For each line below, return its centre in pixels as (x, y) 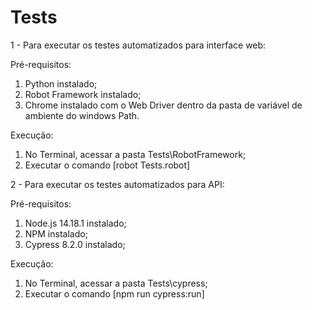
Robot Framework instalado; (83, 94)
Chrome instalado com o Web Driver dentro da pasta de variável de (163, 105)
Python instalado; (61, 83)
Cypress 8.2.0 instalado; (75, 244)
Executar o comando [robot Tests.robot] (107, 165)
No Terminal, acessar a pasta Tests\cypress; (116, 283)
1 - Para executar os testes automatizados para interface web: (138, 45)
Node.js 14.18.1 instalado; (75, 223)
